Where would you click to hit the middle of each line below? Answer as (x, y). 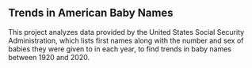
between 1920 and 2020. (49, 57)
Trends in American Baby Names (91, 13)
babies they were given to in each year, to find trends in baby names (120, 49)
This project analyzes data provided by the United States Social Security (126, 32)
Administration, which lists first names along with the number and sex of (126, 40)
